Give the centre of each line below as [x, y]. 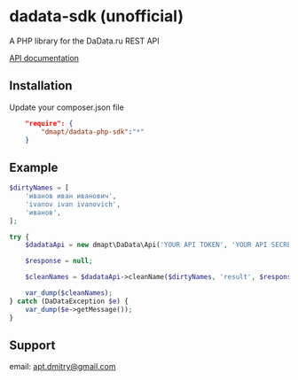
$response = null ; [59, 261]
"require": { [49, 123]
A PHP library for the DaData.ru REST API [84, 41]
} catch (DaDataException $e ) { [69, 301]
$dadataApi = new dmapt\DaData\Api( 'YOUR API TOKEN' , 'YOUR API [146, 245]
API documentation [44, 58]
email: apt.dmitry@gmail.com [63, 367]
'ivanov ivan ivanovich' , [73, 204]
